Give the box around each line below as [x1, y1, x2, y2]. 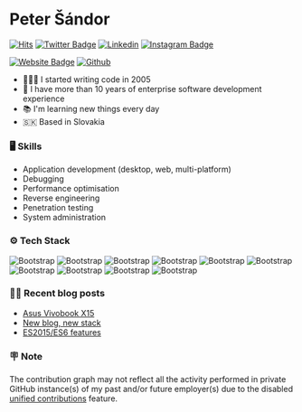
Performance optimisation [22, 183, 119, 194]
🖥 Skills [9, 140, 42, 153]
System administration [22, 212, 107, 223]
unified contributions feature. [9, 393, 118, 404]
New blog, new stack [22, 317, 101, 328]
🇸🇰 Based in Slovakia [22, 116, 106, 126]
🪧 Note [9, 350, 43, 362]
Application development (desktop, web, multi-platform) [22, 164, 232, 175]
